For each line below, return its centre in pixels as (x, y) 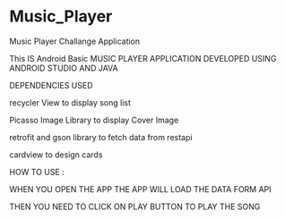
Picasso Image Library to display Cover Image (94, 120)
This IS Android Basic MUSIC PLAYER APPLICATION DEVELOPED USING (143, 58)
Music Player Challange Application (75, 41)
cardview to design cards (56, 155)
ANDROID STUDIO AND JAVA (64, 68)
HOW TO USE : (37, 172)
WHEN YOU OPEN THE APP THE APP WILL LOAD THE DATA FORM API (140, 189)
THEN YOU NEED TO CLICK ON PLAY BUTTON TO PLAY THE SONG (135, 206)
